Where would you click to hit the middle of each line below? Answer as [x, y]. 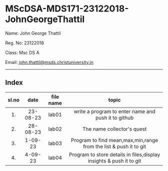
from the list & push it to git [115, 146]
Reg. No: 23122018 [24, 42]
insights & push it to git [114, 160]
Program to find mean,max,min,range [114, 140]
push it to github [114, 117]
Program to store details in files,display [115, 154]
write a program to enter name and [114, 111]
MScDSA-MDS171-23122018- [67, 9]
